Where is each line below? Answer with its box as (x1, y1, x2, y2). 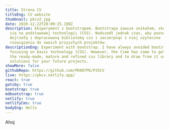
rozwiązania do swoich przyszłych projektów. (10, 40, 107, 45)
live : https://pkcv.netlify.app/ (5, 73, 75, 78)
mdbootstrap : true (5, 91, 44, 96)
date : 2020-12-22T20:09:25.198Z (5, 21, 73, 27)
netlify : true (5, 96, 35, 101)
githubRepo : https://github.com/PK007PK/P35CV (5, 68, 105, 73)
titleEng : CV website (5, 12, 51, 17)
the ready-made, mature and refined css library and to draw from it (10, 54, 158, 59)
